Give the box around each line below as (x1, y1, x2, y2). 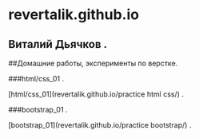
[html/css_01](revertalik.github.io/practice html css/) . (8, 89, 184, 99)
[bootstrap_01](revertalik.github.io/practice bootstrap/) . (8, 120, 192, 129)
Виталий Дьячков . (8, 37, 108, 51)
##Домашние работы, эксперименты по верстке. (8, 58, 178, 68)
